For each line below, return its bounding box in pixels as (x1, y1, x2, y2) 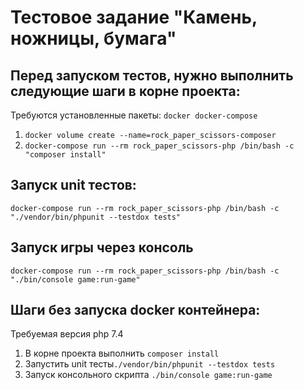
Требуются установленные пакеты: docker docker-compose (10, 109, 258, 121)
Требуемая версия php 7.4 (10, 328, 124, 340)
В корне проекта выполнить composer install (24, 347, 220, 360)
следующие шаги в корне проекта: (10, 82, 241, 100)
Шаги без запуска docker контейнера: (10, 302, 261, 319)
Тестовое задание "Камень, (10, 6, 258, 29)
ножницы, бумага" (10, 27, 177, 50)
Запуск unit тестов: (10, 177, 137, 194)
